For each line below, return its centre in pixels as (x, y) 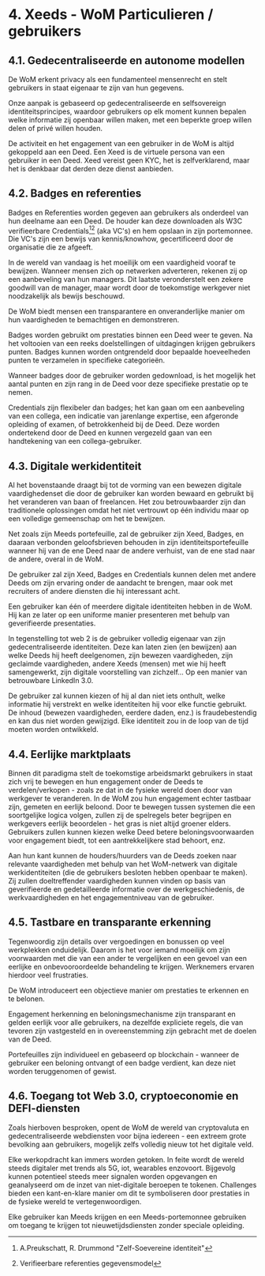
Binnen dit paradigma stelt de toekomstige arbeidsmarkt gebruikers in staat (131, 773)
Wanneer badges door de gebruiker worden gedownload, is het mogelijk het (132, 376)
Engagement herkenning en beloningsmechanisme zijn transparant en (122, 1014)
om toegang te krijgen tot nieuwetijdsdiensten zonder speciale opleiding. (126, 1225)
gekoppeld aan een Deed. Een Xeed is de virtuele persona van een (116, 152)
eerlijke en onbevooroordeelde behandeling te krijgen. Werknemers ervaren (131, 966)
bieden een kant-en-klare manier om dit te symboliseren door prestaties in (129, 1193)
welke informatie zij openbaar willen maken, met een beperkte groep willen (130, 120)
